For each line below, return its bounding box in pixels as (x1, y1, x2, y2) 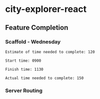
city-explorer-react (5, 3, 87, 15)
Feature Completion (5, 23, 68, 32)
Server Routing (5, 87, 42, 94)
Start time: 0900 (5, 58, 41, 63)
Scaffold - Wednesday (5, 38, 61, 45)
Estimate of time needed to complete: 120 (5, 49, 95, 54)
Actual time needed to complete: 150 (5, 76, 84, 81)
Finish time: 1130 (5, 67, 43, 72)
